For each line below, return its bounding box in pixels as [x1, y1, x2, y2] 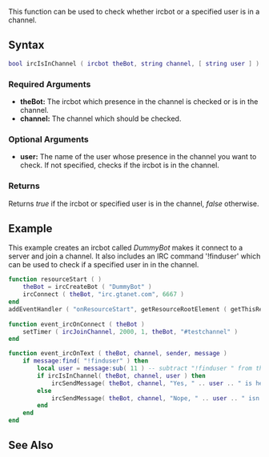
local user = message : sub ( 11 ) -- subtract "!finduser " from [37, 364, 252, 373]
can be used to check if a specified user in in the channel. [8, 260, 199, 270]
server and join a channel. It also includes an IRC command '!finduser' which [8, 251, 261, 261]
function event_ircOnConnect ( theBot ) [8, 320, 146, 328]
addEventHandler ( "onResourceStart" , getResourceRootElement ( [8, 305, 227, 313]
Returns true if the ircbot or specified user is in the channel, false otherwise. [8, 198, 259, 208]
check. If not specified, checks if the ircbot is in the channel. [19, 160, 220, 170]
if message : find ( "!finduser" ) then [22, 357, 149, 365]
